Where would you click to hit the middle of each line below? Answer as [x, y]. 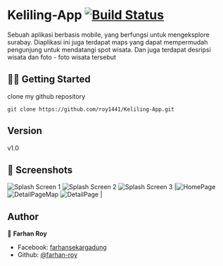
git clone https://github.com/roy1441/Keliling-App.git [91, 109]
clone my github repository [46, 96]
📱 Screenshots [40, 170]
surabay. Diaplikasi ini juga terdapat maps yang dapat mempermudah [108, 42]
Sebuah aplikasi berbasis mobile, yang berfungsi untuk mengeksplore [108, 35]
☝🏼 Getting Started [49, 79]
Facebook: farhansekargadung [62, 248]
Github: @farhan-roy [47, 255]
